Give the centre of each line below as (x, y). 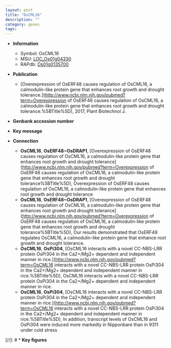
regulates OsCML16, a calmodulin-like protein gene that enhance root (93, 238)
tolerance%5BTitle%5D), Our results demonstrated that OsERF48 (89, 233)
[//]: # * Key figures (26, 340)
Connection (25, 141)
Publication (25, 74)
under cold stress (39, 330)
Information (26, 43)
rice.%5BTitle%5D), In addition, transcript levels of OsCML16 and (89, 319)
